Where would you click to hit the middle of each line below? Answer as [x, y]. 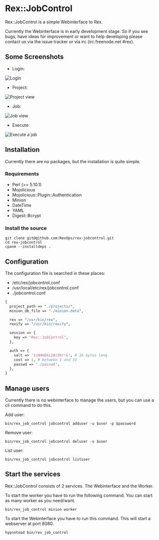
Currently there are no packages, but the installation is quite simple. [73, 161]
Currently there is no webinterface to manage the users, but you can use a [79, 400]
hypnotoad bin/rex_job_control [37, 532]
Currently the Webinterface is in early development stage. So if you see [77, 31]
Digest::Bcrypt [26, 215]
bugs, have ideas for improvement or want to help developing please [74, 36]
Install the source [26, 228]
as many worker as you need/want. [40, 500]
